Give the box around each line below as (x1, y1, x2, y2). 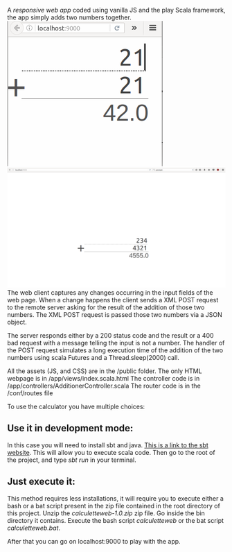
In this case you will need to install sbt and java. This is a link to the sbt (7, 440, 209, 449)
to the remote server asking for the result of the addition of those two (7, 303, 205, 311)
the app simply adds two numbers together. (7, 13, 132, 21)
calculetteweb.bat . (7, 524, 61, 532)
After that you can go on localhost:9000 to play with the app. (7, 537, 181, 545)
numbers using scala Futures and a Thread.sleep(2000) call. (7, 354, 180, 362)
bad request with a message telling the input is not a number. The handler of (7, 339, 225, 347)
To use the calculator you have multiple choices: (7, 402, 145, 411)
